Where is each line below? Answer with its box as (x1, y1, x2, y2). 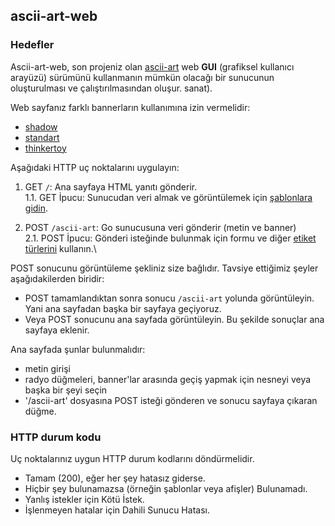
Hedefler (10, 38, 55, 52)
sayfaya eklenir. (24, 324, 90, 336)
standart (24, 131, 60, 143)
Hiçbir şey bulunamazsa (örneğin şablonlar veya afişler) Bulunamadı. (24, 482, 308, 494)
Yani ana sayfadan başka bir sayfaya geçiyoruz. (24, 302, 222, 314)
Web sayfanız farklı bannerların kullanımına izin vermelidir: (10, 101, 251, 113)
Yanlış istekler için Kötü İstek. (24, 493, 145, 505)
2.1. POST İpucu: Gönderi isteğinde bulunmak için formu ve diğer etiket (24, 232, 317, 244)
